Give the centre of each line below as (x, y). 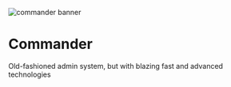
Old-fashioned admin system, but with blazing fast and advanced (116, 66)
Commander (51, 44)
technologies (30, 74)
